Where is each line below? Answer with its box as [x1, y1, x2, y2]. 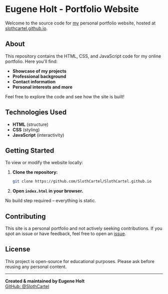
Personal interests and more [12, 84, 72, 90]
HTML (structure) [12, 121, 49, 127]
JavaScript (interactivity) [12, 132, 64, 138]
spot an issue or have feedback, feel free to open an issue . [5, 231, 126, 237]
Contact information [12, 78, 56, 84]
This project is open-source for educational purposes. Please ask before [5, 258, 155, 264]
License [5, 245, 30, 254]
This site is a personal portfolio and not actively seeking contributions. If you [5, 226, 162, 232]
